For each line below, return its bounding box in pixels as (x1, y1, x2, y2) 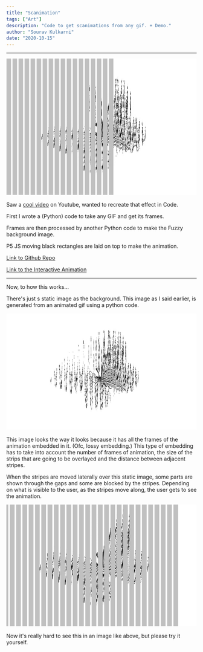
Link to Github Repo (6, 254, 56, 261)
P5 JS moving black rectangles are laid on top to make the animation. (6, 242, 179, 250)
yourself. (6, 638, 28, 646)
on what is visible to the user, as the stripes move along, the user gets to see (6, 486, 197, 494)
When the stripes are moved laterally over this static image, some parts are (6, 473, 193, 480)
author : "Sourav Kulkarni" (6, 29, 74, 35)
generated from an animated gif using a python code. (6, 301, 139, 308)
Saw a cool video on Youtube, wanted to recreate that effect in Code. (6, 201, 178, 208)
